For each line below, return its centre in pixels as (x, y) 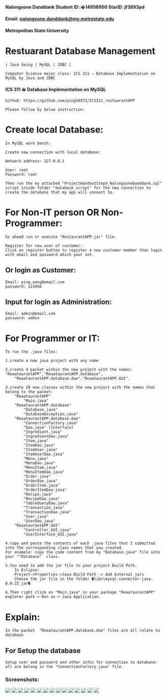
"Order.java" (37, 477)
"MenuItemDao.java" (44, 472)
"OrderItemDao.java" (45, 490)
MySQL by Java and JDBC (30, 78)
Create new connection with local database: (53, 152)
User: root (17, 170)
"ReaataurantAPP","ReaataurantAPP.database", (54, 374)
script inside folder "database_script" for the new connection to (78, 188)
